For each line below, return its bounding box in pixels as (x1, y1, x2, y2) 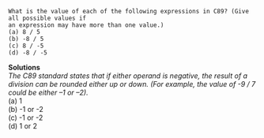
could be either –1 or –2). (8, 88, 89, 97)
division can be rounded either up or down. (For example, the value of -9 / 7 (8, 80, 256, 88)
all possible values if (8, 14, 87, 22)
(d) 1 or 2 (8, 121, 38, 130)
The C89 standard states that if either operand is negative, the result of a (8, 71, 247, 80)
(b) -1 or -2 (8, 105, 43, 114)
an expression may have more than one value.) (8, 21, 164, 29)
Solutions (8, 63, 41, 72)
